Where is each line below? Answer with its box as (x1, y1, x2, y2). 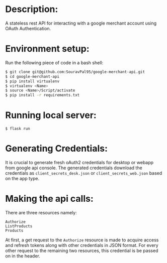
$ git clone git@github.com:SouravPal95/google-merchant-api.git (5, 69, 145, 74)
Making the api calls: (5, 193, 94, 204)
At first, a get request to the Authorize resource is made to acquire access (5, 237, 159, 243)
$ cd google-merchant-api (5, 74, 59, 79)
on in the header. (5, 252, 40, 259)
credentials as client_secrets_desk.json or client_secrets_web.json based (5, 170, 162, 176)
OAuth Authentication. (5, 25, 51, 31)
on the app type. (5, 176, 39, 181)
